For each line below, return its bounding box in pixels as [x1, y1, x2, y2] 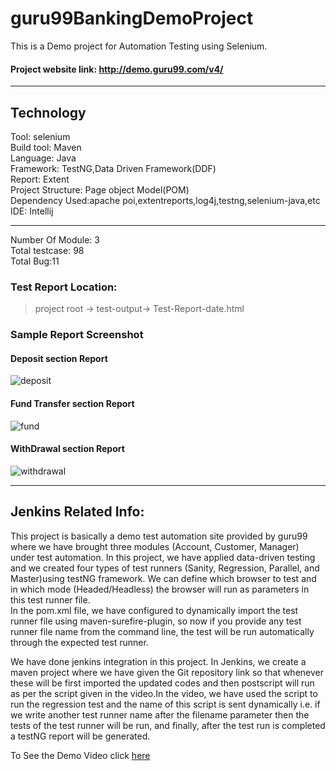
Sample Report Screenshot [10, 328, 144, 342]
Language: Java [10, 152, 77, 164]
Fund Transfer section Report [10, 397, 135, 409]
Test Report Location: [10, 280, 118, 294]
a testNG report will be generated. [10, 730, 151, 742]
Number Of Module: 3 [10, 233, 100, 246]
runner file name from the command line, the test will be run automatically [10, 625, 315, 637]
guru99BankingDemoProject [10, 7, 254, 30]
